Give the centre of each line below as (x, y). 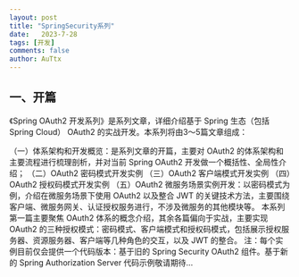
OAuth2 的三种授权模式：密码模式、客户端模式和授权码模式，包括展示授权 (145, 229)
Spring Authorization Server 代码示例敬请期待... (106, 262)
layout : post (33, 17)
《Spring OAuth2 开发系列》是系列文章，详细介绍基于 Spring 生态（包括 (140, 121)
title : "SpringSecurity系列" (62, 26)
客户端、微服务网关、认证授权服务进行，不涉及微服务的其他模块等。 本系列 (147, 206)
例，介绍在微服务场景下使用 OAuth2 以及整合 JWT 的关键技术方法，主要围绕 (149, 195)
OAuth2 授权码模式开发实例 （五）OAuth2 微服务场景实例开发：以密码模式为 (149, 184)
